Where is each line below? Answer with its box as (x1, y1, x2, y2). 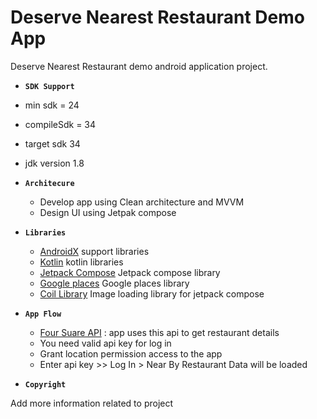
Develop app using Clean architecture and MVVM (39, 196, 245, 208)
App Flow (24, 309, 62, 319)
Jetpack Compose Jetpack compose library (39, 266, 221, 278)
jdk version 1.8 (24, 157, 85, 169)
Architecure (24, 178, 75, 188)
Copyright (24, 379, 67, 390)
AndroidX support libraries (39, 245, 150, 257)
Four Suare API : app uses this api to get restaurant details (39, 326, 280, 338)
